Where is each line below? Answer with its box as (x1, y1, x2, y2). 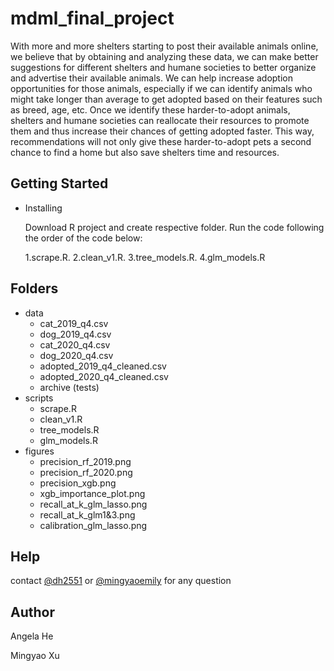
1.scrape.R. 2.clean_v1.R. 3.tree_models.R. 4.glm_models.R (24, 251, 266, 263)
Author (10, 603, 55, 621)
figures (24, 445, 55, 457)
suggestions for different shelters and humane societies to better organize (10, 61, 317, 73)
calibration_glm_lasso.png (39, 519, 148, 531)
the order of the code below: (24, 232, 143, 244)
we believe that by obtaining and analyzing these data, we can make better (10, 50, 319, 62)
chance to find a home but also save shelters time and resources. (10, 146, 280, 158)
